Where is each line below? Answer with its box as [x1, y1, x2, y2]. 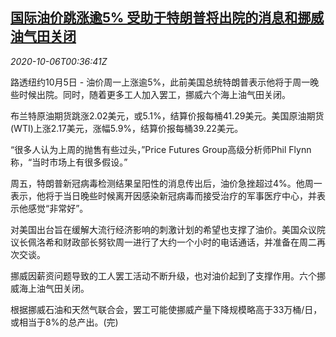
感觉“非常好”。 [27, 202, 89, 214]
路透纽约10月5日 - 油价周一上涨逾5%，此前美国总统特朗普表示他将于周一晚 [10, 76, 320, 88]
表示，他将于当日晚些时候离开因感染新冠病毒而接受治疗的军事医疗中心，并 [10, 189, 317, 202]
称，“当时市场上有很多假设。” [10, 156, 128, 168]
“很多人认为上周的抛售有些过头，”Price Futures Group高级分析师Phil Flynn [10, 143, 312, 155]
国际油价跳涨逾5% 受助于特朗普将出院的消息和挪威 [10, 9, 325, 27]
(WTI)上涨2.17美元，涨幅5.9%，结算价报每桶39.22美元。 [10, 122, 244, 134]
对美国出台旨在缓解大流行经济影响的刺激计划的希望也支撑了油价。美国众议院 [10, 223, 326, 235]
